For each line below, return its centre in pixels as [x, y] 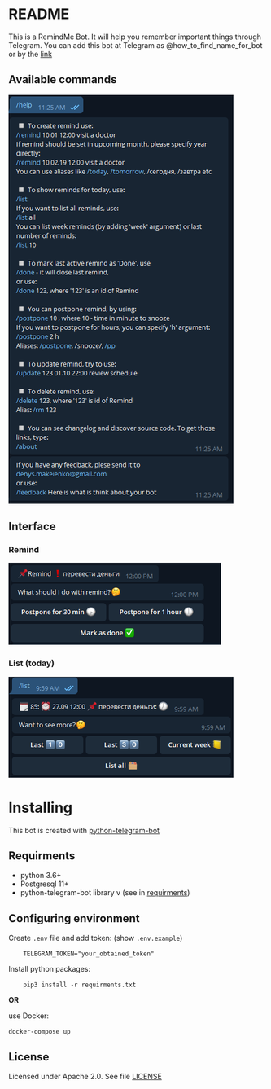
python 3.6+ [41, 876]
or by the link [31, 54]
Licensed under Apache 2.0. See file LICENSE [85, 1077]
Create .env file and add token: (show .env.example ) [96, 938]
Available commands [63, 79]
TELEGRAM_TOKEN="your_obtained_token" [89, 954]
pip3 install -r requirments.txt [80, 985]
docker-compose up [39, 1032]
